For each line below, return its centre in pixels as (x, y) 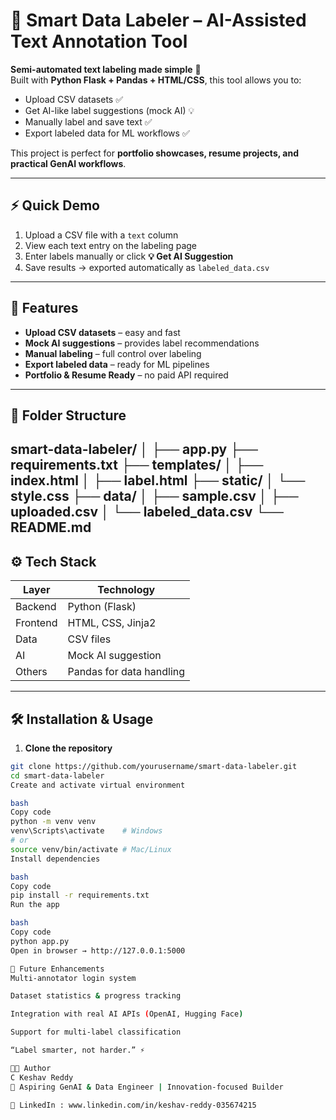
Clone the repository (68, 748)
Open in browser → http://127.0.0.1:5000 (98, 950)
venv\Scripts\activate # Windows (86, 831)
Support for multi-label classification (96, 1032)
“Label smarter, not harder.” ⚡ (77, 1050)
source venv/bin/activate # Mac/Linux (91, 849)
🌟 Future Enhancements (57, 969)
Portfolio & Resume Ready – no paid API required (126, 375)
